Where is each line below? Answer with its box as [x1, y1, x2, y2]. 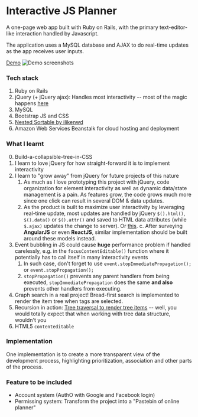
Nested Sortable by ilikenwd [14, 119, 84, 126]
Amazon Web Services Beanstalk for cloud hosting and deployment [14, 125, 179, 132]
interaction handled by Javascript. [15, 30, 99, 37]
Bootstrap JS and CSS [14, 112, 69, 119]
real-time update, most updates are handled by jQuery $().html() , [23, 210, 186, 217]
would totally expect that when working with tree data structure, [14, 310, 171, 317]
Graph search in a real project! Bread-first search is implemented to [14, 291, 180, 298]
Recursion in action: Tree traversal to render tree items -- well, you [14, 304, 177, 311]
